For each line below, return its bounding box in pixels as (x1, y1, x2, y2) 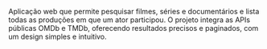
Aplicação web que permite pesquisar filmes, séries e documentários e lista (8, 7, 260, 16)
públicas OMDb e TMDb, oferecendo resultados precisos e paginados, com (8, 24, 259, 32)
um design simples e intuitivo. (8, 32, 107, 41)
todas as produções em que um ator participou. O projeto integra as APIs (8, 15, 251, 24)
